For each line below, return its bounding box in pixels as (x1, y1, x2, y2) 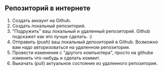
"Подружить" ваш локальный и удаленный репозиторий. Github (12, 28, 150, 34)
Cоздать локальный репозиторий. (12, 23, 86, 29)
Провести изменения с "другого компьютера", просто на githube (12, 49, 153, 55)
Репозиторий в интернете (5, 4, 91, 13)
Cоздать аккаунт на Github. (12, 17, 71, 23)
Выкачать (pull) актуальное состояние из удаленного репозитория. (12, 60, 158, 66)
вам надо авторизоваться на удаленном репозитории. (12, 44, 130, 50)
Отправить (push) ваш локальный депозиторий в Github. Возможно (12, 39, 158, 45)
